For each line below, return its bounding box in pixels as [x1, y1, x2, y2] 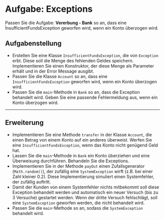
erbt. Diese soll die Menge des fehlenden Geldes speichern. [12, 58, 134, 64]
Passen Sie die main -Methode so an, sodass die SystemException [12, 205, 143, 211]
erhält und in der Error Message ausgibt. [12, 68, 94, 74]
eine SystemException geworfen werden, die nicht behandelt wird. [12, 200, 145, 206]
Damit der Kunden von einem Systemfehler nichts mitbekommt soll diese [12, 184, 160, 190]
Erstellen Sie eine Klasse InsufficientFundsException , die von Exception [12, 52, 159, 58]
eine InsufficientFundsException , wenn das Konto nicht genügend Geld [12, 142, 158, 148]
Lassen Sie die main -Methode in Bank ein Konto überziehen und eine [12, 152, 150, 158]
